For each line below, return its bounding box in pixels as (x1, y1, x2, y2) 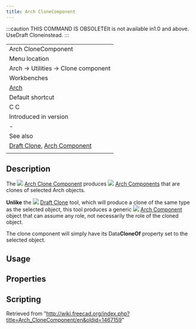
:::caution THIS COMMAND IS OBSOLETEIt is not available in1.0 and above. (6, 25, 189, 32)
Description (6, 164, 50, 174)
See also (9, 131, 34, 140)
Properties (6, 274, 46, 284)
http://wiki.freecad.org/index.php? (46, 310, 130, 317)
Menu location (9, 54, 49, 62)
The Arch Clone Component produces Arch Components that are (6, 180, 180, 187)
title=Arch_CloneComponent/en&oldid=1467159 (6, 317, 122, 324)
